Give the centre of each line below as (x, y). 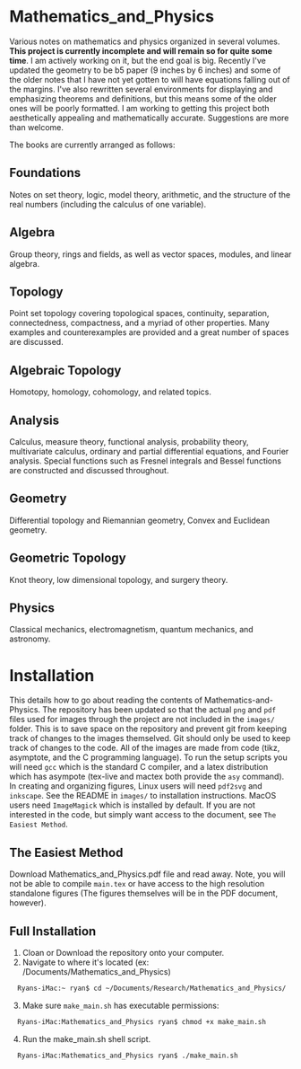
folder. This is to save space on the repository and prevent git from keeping (148, 729)
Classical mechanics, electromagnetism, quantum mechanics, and (131, 630)
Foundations (45, 173)
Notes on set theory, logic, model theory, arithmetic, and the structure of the (150, 194)
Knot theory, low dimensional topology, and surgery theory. (119, 579)
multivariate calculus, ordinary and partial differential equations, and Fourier (149, 451)
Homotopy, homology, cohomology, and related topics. (111, 392)
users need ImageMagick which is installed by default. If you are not (132, 805)
